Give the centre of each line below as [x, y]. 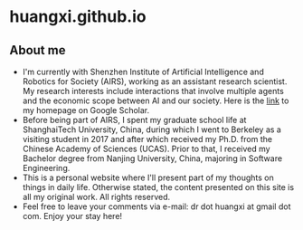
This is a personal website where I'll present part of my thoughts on [148, 177]
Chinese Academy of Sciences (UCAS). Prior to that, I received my [146, 149]
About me [38, 50]
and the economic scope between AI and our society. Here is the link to [156, 101]
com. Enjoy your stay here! [72, 216]
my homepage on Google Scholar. [86, 110]
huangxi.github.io [78, 17]
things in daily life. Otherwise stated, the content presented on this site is [158, 187]
